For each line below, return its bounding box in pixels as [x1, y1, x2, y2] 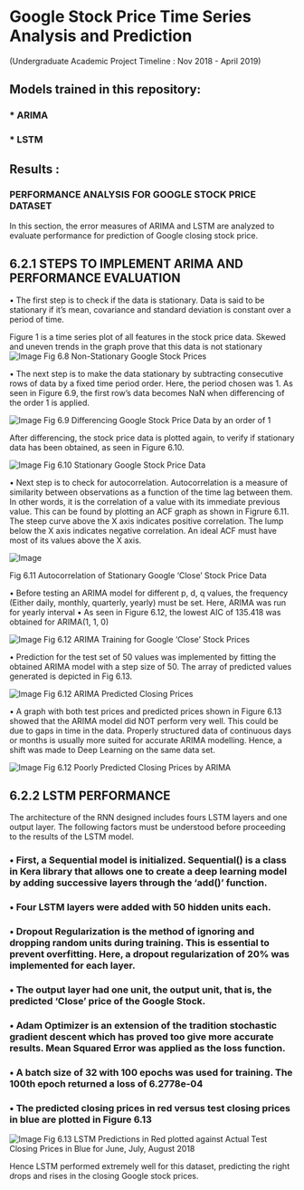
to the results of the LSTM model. [9, 831, 134, 842]
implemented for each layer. [9, 959, 136, 972]
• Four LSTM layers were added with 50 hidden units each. [9, 901, 271, 914]
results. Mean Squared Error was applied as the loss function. [9, 1042, 287, 1055]
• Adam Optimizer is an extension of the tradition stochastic [9, 1020, 278, 1032]
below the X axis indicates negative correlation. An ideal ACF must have [9, 525, 278, 536]
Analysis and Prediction [9, 25, 193, 46]
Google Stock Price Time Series [9, 6, 252, 27]
